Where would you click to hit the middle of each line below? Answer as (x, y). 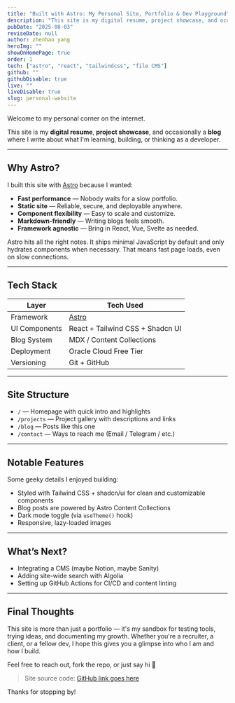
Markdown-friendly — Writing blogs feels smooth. (91, 221)
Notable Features (45, 462)
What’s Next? (37, 551)
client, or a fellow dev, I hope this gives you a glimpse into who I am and (111, 643)
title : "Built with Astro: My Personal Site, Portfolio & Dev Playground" (119, 14)
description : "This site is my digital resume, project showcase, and (112, 20)
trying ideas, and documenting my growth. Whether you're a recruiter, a (111, 636)
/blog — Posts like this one (56, 426)
